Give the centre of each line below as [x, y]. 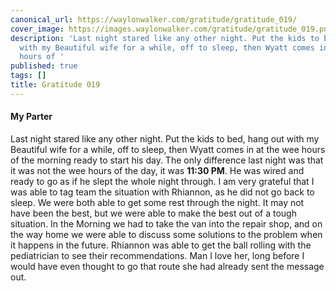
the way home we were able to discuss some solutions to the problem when [166, 234]
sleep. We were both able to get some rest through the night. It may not [157, 202]
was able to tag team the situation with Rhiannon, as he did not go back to [162, 192]
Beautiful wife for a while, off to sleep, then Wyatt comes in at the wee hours [168, 149]
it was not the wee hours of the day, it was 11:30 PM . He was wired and [157, 170]
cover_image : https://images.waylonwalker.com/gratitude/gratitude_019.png [171, 29]
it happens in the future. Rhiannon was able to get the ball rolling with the [161, 245]
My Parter [31, 117]
